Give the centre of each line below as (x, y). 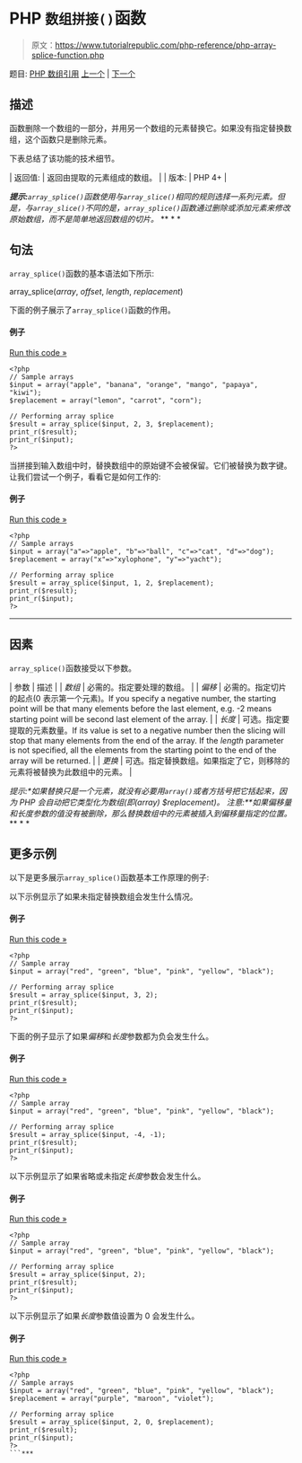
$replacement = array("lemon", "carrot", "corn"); (106, 401)
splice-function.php (68, 55)
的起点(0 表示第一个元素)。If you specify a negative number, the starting (142, 698)
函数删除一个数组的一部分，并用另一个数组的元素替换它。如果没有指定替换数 (151, 128)
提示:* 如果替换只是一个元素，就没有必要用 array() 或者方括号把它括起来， (144, 790)
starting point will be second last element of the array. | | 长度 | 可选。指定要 (150, 718)
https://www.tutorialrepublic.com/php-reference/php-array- (166, 45)
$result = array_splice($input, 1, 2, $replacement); (112, 583)
